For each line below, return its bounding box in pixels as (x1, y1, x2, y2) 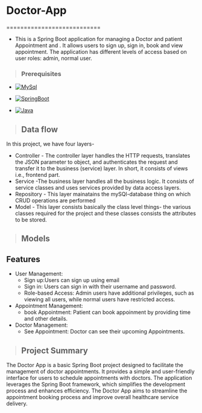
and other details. (24, 315, 68, 322)
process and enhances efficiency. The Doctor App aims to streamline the (6, 387, 188, 394)
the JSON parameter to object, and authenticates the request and (14, 158, 178, 166)
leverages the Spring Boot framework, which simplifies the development (6, 381, 186, 388)
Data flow (21, 124, 58, 135)
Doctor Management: (14, 321, 68, 329)
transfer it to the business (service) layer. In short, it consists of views (14, 165, 188, 172)
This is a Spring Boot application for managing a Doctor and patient (14, 35, 183, 42)
